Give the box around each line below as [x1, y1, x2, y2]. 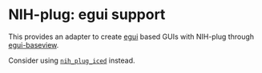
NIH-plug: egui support [8, 6, 166, 24]
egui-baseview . [8, 40, 59, 49]
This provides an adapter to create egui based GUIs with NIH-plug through [8, 32, 255, 41]
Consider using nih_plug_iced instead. [8, 56, 135, 65]
